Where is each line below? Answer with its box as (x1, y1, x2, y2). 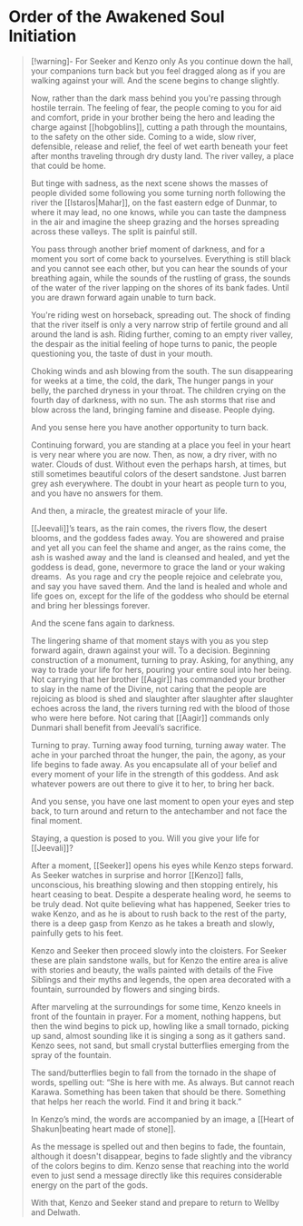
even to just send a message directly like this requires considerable (30, 1170, 283, 1181)
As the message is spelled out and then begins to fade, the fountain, (30, 1141, 287, 1152)
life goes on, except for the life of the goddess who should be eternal (30, 590, 289, 601)
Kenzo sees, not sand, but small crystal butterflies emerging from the (30, 1040, 289, 1051)
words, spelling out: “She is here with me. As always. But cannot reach (30, 1076, 296, 1087)
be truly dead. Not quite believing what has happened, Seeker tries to (30, 898, 291, 909)
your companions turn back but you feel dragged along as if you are (30, 65, 286, 76)
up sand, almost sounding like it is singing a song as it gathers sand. (30, 1030, 286, 1041)
